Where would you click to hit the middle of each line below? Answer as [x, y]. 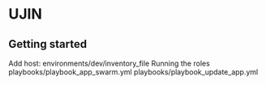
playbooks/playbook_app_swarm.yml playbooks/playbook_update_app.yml [133, 72]
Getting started [48, 44]
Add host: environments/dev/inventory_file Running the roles [109, 63]
